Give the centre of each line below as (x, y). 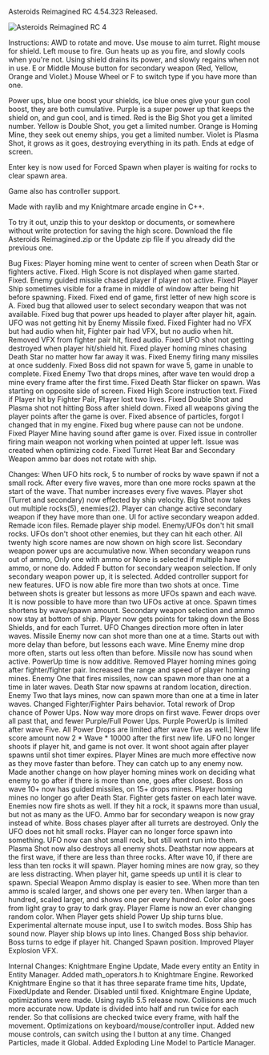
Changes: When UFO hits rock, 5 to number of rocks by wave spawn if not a (134, 474)
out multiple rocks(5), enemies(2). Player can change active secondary (125, 508)
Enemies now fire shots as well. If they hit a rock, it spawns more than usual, (134, 806)
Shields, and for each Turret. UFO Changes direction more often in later (126, 627)
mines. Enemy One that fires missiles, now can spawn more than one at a (129, 678)
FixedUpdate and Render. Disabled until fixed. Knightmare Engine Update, (130, 991)
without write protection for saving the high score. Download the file (121, 231)
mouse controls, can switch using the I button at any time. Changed (120, 1034)
